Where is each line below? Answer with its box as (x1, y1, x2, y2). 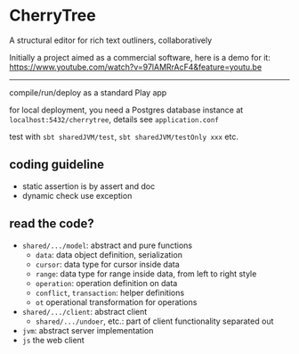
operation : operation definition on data (35, 277, 178, 288)
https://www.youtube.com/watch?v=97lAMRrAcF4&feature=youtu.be (9, 62, 263, 72)
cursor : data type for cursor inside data (35, 259, 180, 269)
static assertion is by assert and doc (21, 180, 156, 192)
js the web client (21, 334, 85, 345)
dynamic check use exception (21, 190, 133, 201)
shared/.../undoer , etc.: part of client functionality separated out (35, 316, 274, 326)
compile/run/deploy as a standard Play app (9, 86, 167, 98)
